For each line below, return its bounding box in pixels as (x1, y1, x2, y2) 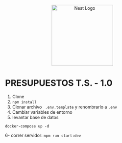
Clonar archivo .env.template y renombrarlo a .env (12, 104, 118, 110)
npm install (12, 100, 37, 104)
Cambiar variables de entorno (12, 109, 73, 115)
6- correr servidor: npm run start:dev (5, 132, 81, 138)
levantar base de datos (12, 114, 59, 120)
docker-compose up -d (5, 123, 49, 129)
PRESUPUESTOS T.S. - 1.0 (5, 78, 113, 89)
